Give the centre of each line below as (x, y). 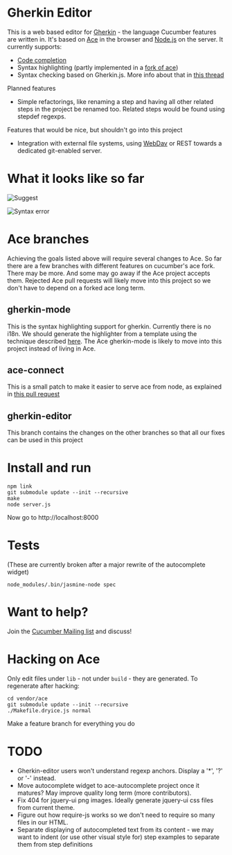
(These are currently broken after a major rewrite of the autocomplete (106, 565)
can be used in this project (45, 440)
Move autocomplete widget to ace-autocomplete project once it (108, 785)
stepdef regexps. (42, 116)
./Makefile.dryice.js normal (49, 711)
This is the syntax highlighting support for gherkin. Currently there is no (109, 326)
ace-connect (36, 370)
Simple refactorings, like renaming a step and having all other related (115, 101)
